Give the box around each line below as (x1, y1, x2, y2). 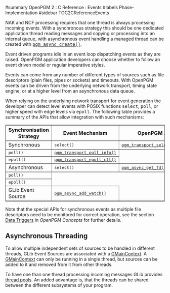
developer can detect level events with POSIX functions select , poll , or (5, 103, 158, 109)
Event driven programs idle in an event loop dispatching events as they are (5, 51, 161, 57)
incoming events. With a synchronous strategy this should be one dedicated (5, 25, 164, 31)
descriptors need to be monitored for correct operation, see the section (5, 212, 154, 218)
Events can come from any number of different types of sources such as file (5, 72, 164, 78)
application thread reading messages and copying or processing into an (5, 31, 155, 36)
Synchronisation (8, 127, 49, 133)
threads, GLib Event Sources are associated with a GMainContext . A (5, 250, 147, 256)
